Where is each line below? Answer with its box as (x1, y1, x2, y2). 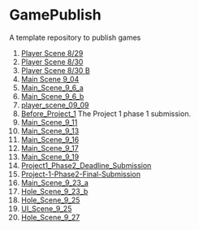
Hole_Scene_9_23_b (20, 186, 89, 196)
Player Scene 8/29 (20, 48, 84, 58)
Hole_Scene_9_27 (20, 212, 80, 222)
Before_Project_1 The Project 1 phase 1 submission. (20, 108, 192, 119)
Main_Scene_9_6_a (20, 83, 84, 93)
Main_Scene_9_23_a (20, 177, 89, 188)
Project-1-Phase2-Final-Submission (20, 169, 141, 179)
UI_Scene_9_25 (20, 203, 72, 213)
